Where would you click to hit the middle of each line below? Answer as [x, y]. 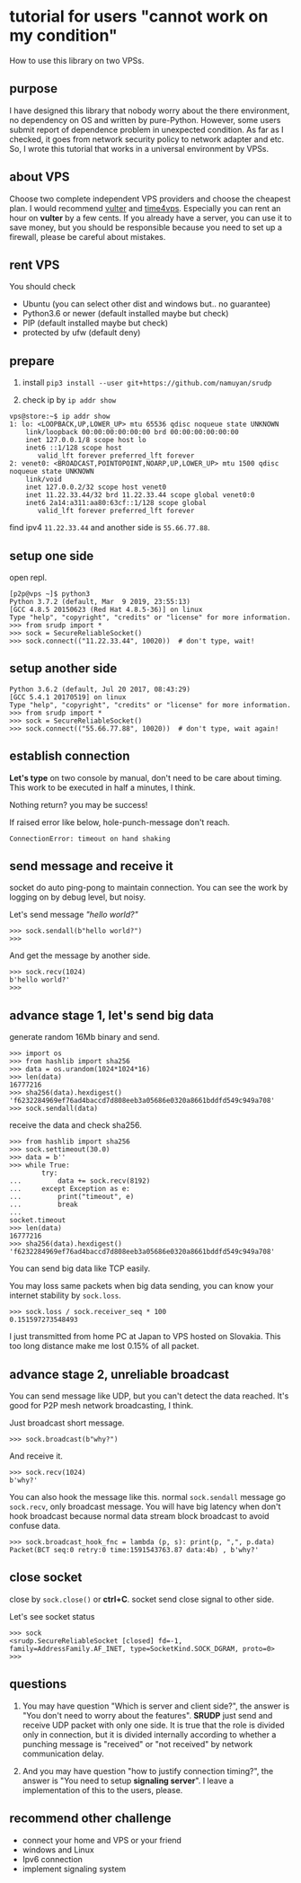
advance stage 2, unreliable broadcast [119, 1374]
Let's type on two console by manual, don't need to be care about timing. [146, 777]
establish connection [70, 756]
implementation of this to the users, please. [102, 1790]
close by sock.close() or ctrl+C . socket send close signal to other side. [142, 1599]
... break [44, 1205]
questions [38, 1684]
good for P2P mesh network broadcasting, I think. [102, 1406]
